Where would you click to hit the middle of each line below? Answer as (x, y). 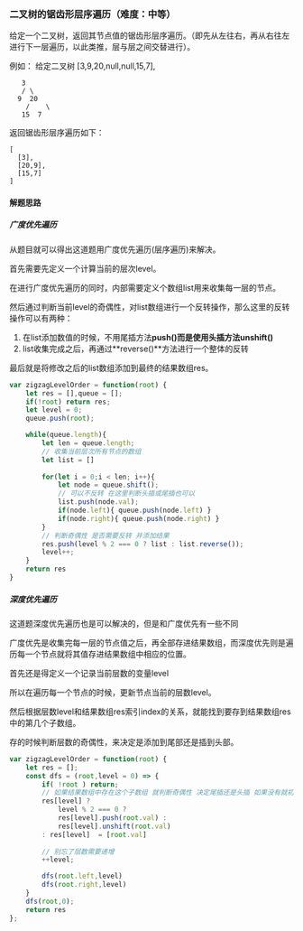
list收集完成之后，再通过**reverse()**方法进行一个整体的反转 (136, 349)
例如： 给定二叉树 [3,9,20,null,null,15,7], (83, 66)
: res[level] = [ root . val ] (94, 834)
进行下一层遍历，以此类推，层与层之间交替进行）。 (102, 47)
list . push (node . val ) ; (98, 502)
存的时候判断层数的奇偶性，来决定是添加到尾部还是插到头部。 (124, 741)
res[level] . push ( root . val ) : (112, 818)
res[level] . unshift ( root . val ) (114, 826)
